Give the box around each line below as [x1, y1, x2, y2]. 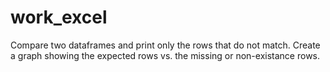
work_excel [10, 6, 108, 29]
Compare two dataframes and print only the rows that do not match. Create [10, 39, 321, 51]
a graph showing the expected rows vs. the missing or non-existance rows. [10, 49, 321, 61]
